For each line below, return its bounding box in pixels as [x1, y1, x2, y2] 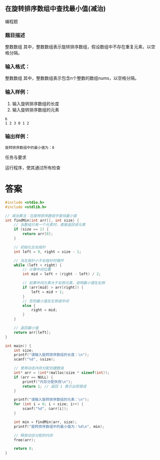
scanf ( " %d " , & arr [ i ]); [22, 406, 69, 411]
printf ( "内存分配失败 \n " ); [22, 379, 73, 384]
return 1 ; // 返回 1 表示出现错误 [22, 384, 87, 389]
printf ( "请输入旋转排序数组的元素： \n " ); [14, 397, 89, 402]
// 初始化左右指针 [14, 245, 46, 249]
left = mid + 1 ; [31, 289, 64, 294]
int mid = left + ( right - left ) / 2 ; [22, 272, 101, 277]
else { [22, 303, 36, 308]
